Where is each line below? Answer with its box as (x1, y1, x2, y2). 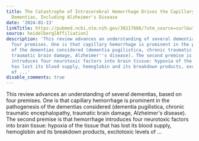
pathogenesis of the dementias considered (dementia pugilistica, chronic (6, 103, 185, 110)
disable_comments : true (6, 74, 65, 80)
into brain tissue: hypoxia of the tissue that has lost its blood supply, (6, 122, 172, 129)
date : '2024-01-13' (6, 19, 54, 25)
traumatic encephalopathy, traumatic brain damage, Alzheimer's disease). (6, 110, 187, 117)
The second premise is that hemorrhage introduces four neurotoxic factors (6, 116, 189, 123)
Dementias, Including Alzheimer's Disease (11, 14, 118, 20)
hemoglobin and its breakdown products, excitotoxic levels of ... (6, 128, 162, 136)
